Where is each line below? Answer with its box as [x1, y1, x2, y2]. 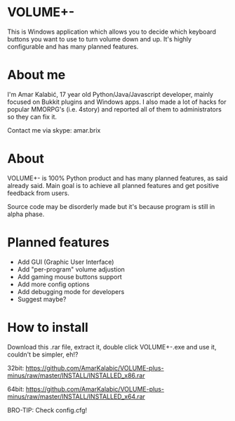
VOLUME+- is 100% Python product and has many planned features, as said [7, 173, 228, 182]
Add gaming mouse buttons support [17, 272, 123, 281]
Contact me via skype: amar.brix [7, 126, 101, 134]
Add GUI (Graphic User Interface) [17, 258, 114, 266]
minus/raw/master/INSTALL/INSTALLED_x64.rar [7, 392, 146, 401]
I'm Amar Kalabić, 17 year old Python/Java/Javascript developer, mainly [7, 90, 214, 98]
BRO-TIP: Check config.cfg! [7, 406, 88, 414]
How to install [7, 319, 89, 335]
